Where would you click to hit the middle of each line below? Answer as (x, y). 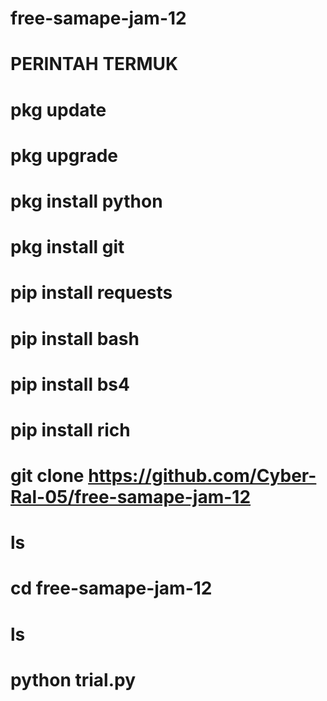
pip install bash (75, 338)
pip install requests (91, 293)
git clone (47, 476)
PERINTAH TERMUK (94, 64)
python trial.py (73, 679)
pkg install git (67, 247)
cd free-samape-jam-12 (111, 588)
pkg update (58, 109)
